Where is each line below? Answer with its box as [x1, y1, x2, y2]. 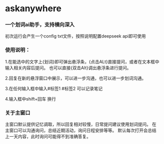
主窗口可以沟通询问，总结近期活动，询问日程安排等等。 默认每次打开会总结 [5, 127, 157, 133]
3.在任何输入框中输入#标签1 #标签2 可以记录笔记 [5, 85, 103, 91]
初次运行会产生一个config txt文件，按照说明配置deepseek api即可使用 [5, 33, 146, 39]
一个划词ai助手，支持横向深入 [5, 21, 75, 28]
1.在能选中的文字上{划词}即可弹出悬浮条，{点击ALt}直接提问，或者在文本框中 [5, 59, 160, 64]
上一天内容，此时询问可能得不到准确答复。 [5, 134, 91, 140]
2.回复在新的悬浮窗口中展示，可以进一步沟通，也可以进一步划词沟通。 [5, 75, 146, 81]
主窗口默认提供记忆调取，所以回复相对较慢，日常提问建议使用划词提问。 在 [5, 122, 157, 127]
